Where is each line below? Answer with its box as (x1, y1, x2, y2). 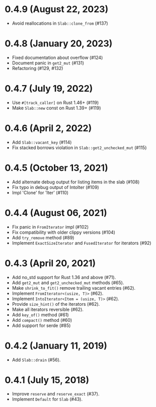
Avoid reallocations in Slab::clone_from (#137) (12, 20, 109, 26)
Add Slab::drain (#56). (12, 357, 61, 363)
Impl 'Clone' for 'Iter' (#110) (12, 189, 69, 195)
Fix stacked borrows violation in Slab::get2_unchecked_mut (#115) (12, 145, 147, 151)
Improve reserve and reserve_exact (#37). (12, 391, 100, 397)
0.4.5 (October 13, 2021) (5, 162, 109, 173)
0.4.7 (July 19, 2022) (5, 83, 93, 94)
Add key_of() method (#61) (12, 311, 69, 318)
